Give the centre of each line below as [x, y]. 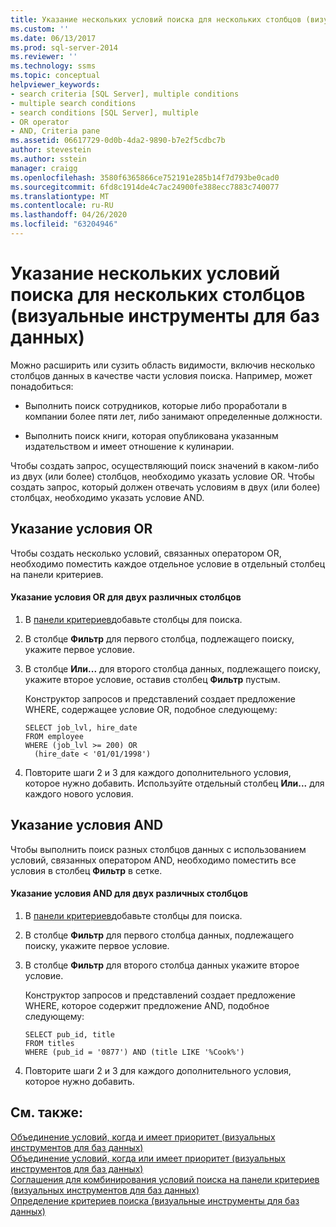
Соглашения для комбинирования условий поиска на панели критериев [165, 1179]
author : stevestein [51, 150]
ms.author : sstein [48, 159]
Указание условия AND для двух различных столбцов [129, 893]
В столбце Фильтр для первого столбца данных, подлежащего [159, 935]
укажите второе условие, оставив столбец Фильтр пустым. [152, 679]
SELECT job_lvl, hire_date [81, 727]
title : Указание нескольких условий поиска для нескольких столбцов [156, 19]
